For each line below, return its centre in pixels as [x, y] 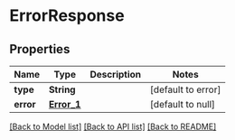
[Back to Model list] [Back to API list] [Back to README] [113, 126]
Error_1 [65, 104]
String [62, 89]
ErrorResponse [67, 16]
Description [116, 75]
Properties [40, 49]
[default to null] [182, 104]
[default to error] [185, 89]
